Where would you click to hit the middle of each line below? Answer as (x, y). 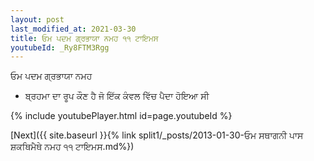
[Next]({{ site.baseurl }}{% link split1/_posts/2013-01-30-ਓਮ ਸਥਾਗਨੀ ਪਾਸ (157, 135)
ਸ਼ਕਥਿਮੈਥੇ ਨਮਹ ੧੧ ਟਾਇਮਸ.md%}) (72, 147)
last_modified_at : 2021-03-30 (73, 29)
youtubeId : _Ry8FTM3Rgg (60, 47)
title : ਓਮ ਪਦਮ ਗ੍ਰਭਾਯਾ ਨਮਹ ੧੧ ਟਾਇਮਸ (84, 38)
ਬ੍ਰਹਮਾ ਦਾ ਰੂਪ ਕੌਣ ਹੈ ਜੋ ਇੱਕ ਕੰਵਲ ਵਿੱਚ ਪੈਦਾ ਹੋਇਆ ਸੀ (117, 96)
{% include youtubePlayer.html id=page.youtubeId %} (121, 116)
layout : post (37, 19)
